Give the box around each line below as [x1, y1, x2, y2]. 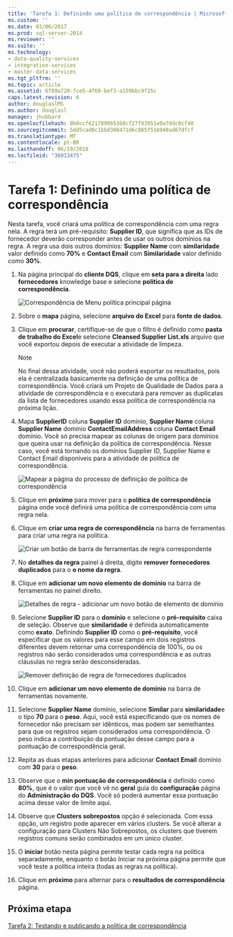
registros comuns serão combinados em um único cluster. [17, 834, 184, 842]
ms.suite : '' [8, 42, 46, 49]
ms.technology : [8, 49, 52, 56]
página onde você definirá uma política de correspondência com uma [17, 503, 216, 511]
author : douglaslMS [8, 101, 64, 108]
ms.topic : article [8, 81, 61, 88]
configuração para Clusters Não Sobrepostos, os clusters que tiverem [17, 827, 218, 835]
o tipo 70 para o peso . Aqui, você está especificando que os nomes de [17, 712, 221, 720]
